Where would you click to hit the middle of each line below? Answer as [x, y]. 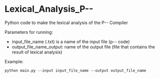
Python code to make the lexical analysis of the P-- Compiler [66, 23]
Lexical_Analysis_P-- [49, 9]
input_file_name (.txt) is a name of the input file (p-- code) [71, 41]
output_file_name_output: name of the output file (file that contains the [83, 47]
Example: [14, 61]
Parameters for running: [29, 32]
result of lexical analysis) [37, 52]
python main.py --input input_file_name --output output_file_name [76, 70]
